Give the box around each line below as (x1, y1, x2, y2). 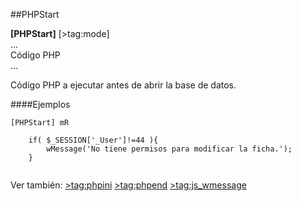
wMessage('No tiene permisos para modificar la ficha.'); (46, 144, 293, 154)
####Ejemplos (10, 99, 71, 110)
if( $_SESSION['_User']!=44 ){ (28, 135, 159, 145)
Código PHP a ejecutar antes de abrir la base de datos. (10, 79, 237, 91)
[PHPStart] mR (10, 118, 70, 128)
